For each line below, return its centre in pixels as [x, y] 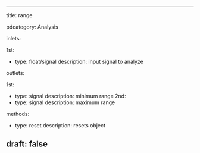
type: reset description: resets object [60, 125]
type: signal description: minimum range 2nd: [70, 96]
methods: [18, 114]
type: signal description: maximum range [65, 102]
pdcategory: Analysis [32, 27]
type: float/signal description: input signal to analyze [79, 61]
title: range [19, 15]
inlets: [14, 38]
